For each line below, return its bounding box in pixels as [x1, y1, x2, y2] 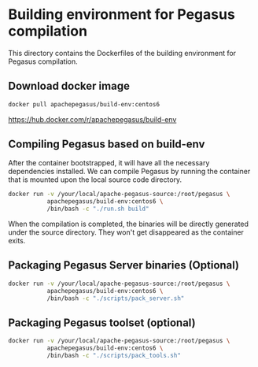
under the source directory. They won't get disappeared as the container [8, 228, 244, 237]
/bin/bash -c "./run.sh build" [46, 205, 149, 213]
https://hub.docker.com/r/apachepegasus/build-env [8, 114, 177, 124]
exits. [8, 236, 26, 246]
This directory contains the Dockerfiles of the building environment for [8, 48, 237, 57]
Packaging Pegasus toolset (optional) [8, 316, 196, 329]
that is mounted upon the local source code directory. [8, 175, 182, 184]
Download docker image [8, 80, 130, 93]
